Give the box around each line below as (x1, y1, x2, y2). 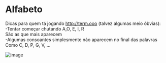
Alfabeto (5, 4, 43, 15)
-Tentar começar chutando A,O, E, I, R (5, 25, 85, 31)
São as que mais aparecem (5, 31, 62, 37)
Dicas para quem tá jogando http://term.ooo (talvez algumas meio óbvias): (5, 20, 161, 26)
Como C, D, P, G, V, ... (5, 42, 51, 48)
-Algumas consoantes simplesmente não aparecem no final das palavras (5, 37, 157, 43)
